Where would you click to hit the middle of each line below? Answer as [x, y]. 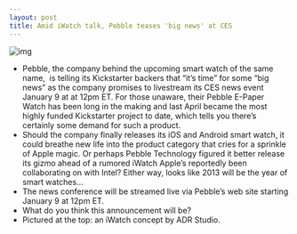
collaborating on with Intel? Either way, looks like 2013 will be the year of [155, 172]
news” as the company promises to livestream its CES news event [143, 87]
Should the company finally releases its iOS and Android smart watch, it [153, 134]
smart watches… [53, 182]
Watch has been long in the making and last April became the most [144, 106]
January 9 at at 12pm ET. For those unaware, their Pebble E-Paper [143, 97]
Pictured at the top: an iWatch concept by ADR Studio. [121, 220]
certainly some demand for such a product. [101, 125]
